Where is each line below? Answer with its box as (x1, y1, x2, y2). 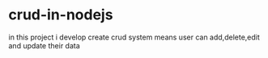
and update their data (8, 40, 81, 50)
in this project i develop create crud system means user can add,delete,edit (8, 32, 261, 42)
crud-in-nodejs (8, 6, 113, 24)
